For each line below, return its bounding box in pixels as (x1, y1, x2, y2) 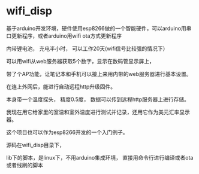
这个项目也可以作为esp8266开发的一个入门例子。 (6, 129, 128, 136)
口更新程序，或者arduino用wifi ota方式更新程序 (6, 32, 122, 39)
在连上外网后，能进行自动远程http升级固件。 (6, 83, 116, 90)
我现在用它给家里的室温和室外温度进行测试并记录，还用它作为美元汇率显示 (6, 108, 190, 115)
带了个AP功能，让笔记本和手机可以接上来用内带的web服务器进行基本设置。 (6, 70, 192, 77)
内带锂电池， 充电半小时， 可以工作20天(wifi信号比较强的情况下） (6, 45, 168, 52)
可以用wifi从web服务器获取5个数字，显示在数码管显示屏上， (6, 57, 155, 65)
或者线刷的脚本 (6, 161, 43, 169)
